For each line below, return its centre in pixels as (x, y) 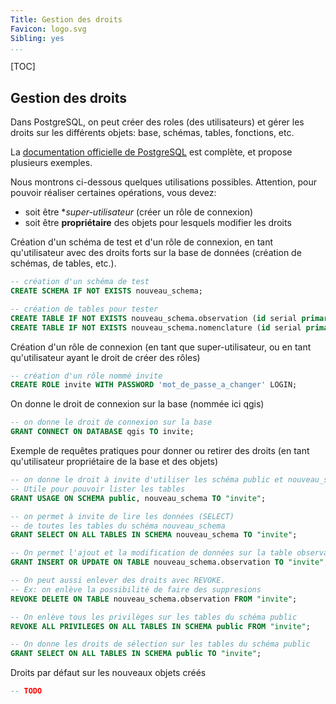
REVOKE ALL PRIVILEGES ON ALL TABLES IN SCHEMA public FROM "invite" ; (160, 626)
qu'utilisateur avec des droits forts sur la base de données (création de (156, 253)
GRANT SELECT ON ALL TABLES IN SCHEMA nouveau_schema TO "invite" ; (154, 535)
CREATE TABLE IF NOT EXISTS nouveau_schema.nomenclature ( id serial (156, 327)
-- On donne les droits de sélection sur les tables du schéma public (160, 644)
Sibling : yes (37, 38)
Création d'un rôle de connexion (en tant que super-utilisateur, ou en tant (161, 347)
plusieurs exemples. (51, 163)
